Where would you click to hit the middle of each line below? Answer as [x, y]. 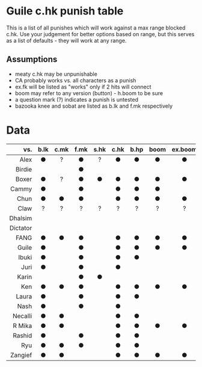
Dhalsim [21, 218]
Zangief [21, 355]
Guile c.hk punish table [65, 11]
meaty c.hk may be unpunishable [56, 74]
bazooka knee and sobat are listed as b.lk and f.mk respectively [94, 106]
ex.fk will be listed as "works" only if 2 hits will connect [83, 87]
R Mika [23, 325]
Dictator [21, 228]
